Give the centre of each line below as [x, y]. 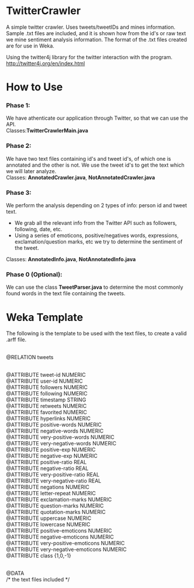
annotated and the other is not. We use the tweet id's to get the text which [95, 165]
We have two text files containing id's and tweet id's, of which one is [89, 158]
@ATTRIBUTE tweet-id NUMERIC [46, 375]
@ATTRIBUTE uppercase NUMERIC [49, 518]
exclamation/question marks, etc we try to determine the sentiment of [98, 242]
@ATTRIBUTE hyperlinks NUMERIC [49, 418]
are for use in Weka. [30, 46]
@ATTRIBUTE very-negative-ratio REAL [54, 481]
